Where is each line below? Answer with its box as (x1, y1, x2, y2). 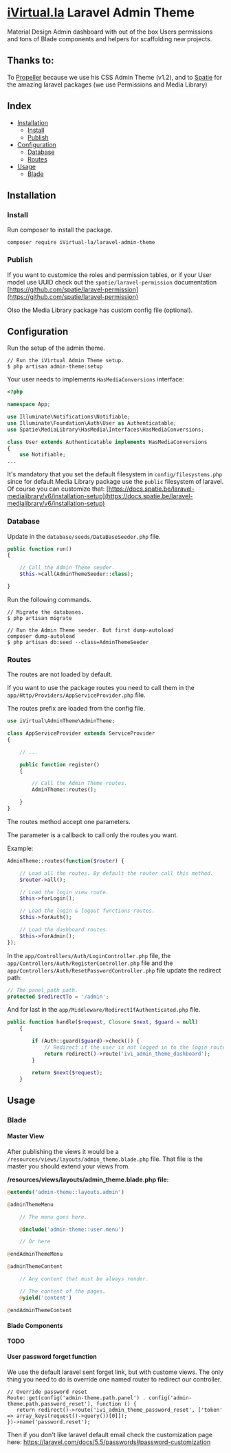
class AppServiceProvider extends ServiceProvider (7, 730, 155, 737)
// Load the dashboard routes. (19, 927, 109, 933)
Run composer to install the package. (7, 225, 113, 234)
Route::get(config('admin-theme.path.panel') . (7, 1395, 146, 1401)
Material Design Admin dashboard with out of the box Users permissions (7, 27, 213, 36)
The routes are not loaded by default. (7, 670, 113, 678)
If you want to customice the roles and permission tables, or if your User (7, 270, 212, 279)
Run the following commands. (7, 595, 91, 603)
